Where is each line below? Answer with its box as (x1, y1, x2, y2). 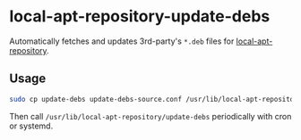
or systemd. (9, 120, 54, 131)
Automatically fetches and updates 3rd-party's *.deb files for (9, 36, 235, 46)
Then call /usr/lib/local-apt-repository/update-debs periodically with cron (9, 111, 292, 121)
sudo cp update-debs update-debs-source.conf (9, 95, 182, 103)
